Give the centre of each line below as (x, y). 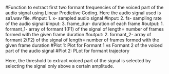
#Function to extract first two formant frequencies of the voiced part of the (85, 7)
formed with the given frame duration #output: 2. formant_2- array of (78, 34)
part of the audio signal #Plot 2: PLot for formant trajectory (68, 51)
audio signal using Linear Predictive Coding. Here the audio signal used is (83, 13)
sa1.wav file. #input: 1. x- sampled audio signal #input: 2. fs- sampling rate (83, 18)
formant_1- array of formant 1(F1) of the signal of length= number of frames (85, 29)
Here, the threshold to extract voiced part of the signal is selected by (78, 60)
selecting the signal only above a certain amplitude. (60, 66)
